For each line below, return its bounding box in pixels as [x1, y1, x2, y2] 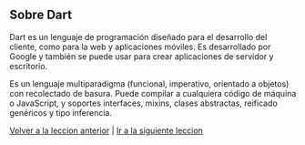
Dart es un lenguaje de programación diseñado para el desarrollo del [9, 31, 268, 42]
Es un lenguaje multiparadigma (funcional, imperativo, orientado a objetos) [9, 78, 290, 89]
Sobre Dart [9, 7, 73, 23]
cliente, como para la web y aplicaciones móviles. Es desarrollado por [9, 41, 271, 52]
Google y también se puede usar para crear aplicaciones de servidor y [9, 50, 274, 62]
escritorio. [9, 60, 48, 71]
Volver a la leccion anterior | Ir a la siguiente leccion [9, 125, 203, 136]
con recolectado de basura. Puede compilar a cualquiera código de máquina [9, 88, 297, 98]
